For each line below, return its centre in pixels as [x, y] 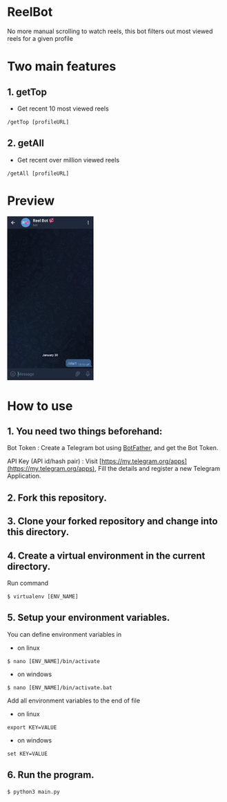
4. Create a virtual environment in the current [106, 556]
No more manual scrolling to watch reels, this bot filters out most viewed [110, 31]
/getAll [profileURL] [38, 174]
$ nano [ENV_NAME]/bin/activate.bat [60, 688]
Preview [31, 200]
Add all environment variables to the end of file [73, 700]
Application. [24, 476]
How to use [40, 406]
